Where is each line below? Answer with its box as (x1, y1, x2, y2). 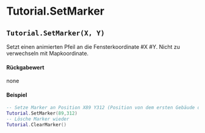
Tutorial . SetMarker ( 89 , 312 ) (6, 110, 78, 117)
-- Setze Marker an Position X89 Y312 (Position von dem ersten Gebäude (6, 105, 195, 111)
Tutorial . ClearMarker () (6, 122, 67, 128)
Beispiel (6, 91, 27, 98)
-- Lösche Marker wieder (6, 116, 70, 123)
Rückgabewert (6, 63, 45, 71)
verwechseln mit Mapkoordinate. (6, 50, 89, 57)
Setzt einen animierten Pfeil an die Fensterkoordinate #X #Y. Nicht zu (6, 43, 180, 50)
